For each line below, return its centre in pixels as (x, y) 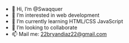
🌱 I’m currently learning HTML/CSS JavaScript (67, 21)
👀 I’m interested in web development (55, 15)
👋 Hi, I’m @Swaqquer (37, 9)
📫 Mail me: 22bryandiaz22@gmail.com (59, 34)
